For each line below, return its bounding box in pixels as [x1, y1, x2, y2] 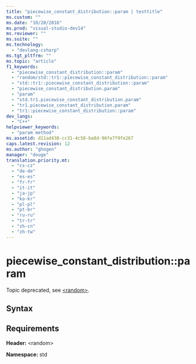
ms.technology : [6, 42, 44, 48]
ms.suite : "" [6, 36, 38, 42]
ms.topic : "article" [6, 58, 57, 64]
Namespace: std [6, 350, 47, 358]
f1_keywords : [6, 63, 38, 70]
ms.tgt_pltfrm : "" [6, 53, 52, 59]
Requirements [6, 324, 59, 334]
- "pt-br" [11, 207, 36, 213]
